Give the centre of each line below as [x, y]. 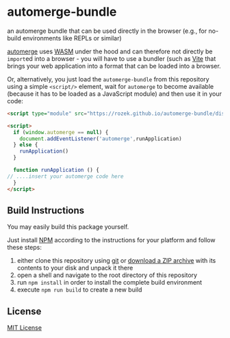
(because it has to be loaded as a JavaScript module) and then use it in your [115, 94]
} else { [26, 145]
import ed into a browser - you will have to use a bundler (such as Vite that [112, 58]
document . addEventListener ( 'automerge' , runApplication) [101, 139]
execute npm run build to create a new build [79, 290]
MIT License [25, 328]
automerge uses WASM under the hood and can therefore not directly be [110, 51]
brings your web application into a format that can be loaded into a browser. [114, 66]
